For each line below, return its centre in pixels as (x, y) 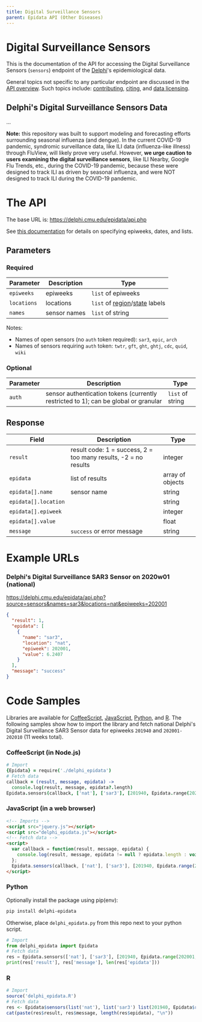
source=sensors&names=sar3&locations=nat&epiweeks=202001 (87, 604)
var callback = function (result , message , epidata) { (80, 849)
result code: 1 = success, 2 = (112, 449)
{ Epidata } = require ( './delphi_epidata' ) (59, 771)
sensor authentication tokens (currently (101, 394)
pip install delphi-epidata (41, 911)
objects (174, 482)
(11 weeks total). (44, 737)
